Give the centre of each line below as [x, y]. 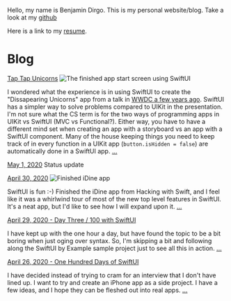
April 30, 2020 [28, 178]
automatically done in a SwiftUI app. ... [62, 151]
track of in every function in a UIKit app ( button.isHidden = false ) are [108, 144]
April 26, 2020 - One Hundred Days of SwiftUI [73, 261]
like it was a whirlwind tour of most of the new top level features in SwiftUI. [114, 199]
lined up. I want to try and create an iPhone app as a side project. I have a [112, 282]
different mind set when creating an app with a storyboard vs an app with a [115, 129]
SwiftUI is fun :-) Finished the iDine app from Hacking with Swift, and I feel [114, 192]
